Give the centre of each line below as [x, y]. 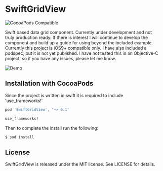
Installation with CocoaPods [49, 84]
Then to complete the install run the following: [52, 128]
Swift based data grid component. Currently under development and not [79, 32]
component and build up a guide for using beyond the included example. [79, 42]
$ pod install [20, 137]
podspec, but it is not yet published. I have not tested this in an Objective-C [82, 53]
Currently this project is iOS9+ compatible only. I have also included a [76, 48]
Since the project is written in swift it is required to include [64, 95]
